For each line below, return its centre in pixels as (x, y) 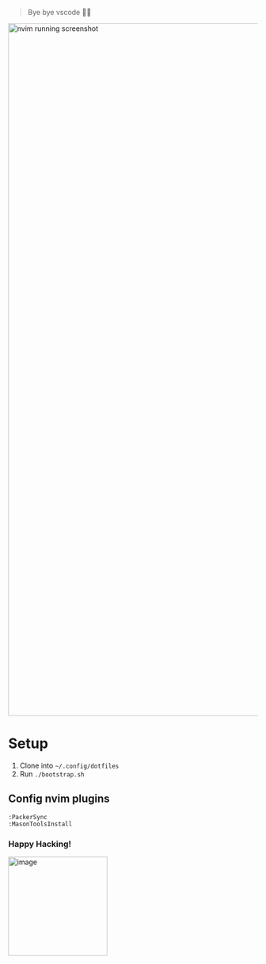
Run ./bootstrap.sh (52, 774)
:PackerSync (28, 817)
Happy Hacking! (40, 844)
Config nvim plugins (59, 799)
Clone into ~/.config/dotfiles (69, 765)
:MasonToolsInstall (40, 824)
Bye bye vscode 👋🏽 (59, 12)
